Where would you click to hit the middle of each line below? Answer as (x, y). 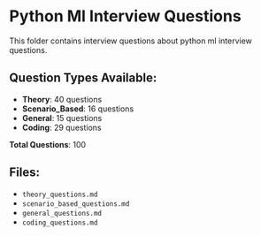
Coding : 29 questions (61, 127)
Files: (24, 173)
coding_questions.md (60, 223)
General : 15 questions (62, 118)
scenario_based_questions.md (76, 204)
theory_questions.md (60, 194)
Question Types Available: (83, 78)
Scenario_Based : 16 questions (78, 109)
